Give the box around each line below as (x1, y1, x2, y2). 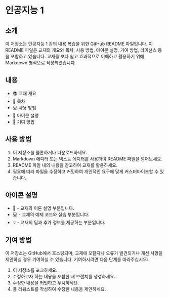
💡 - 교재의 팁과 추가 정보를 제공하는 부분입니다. (12, 220, 106, 226)
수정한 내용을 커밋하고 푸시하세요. (12, 280, 79, 286)
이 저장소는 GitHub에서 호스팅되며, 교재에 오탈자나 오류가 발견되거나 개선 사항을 (5, 250, 163, 256)
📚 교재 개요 (12, 90, 36, 96)
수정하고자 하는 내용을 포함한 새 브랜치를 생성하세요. (12, 274, 115, 280)
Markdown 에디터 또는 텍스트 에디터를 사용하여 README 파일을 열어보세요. (12, 155, 163, 162)
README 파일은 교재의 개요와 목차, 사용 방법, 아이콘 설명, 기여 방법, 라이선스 (5, 47, 157, 53)
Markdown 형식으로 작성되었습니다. (5, 60, 76, 66)
